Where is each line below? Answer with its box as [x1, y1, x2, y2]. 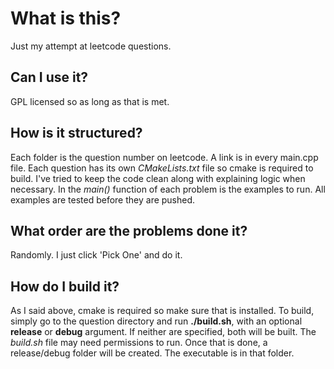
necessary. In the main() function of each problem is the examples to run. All [10, 183, 326, 195]
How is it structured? [10, 125, 143, 142]
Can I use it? [10, 69, 89, 86]
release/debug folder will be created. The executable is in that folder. [10, 347, 295, 359]
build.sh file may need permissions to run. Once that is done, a [10, 337, 268, 349]
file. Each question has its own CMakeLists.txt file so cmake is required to [10, 162, 314, 174]
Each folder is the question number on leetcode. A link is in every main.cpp [10, 151, 319, 163]
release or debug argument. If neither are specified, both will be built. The [10, 326, 317, 338]
